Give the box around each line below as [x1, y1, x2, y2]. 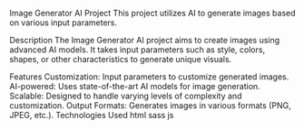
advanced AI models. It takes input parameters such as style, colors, [9, 44, 266, 55]
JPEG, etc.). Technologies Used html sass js [9, 110, 174, 120]
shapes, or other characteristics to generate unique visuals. [9, 54, 232, 64]
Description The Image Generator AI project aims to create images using [9, 35, 280, 45]
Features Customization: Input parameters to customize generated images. [9, 71, 289, 82]
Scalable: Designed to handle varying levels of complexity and [9, 90, 242, 101]
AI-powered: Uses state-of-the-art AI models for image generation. [9, 81, 260, 91]
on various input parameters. [9, 17, 118, 28]
